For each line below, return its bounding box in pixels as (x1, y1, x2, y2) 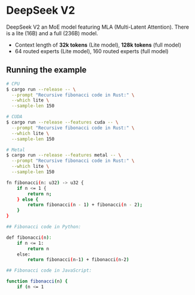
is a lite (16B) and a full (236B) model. (6, 29, 98, 36)
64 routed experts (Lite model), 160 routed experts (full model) (14, 47, 169, 54)
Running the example (6, 65, 87, 75)
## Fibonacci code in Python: (6, 224, 82, 230)
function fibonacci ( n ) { (6, 278, 68, 284)
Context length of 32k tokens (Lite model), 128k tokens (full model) (14, 41, 182, 48)
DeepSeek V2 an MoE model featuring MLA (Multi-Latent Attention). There (6, 23, 190, 30)
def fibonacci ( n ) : (6, 234, 52, 241)
